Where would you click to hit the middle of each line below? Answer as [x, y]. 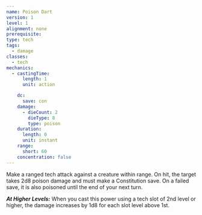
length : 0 [34, 135]
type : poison [44, 123]
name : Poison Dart [29, 12]
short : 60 [34, 151]
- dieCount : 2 [40, 112]
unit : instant [40, 140]
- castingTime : [31, 73]
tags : [13, 46]
